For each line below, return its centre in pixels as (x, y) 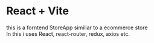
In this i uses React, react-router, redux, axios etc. (68, 33)
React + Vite (38, 11)
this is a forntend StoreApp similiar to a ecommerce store (77, 27)
